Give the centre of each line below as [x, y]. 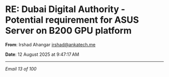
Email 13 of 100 [21, 68]
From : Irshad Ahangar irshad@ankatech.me [50, 44]
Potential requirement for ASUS [72, 20]
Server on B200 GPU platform [68, 31]
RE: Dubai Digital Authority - [65, 9]
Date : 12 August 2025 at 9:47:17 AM [42, 54]
